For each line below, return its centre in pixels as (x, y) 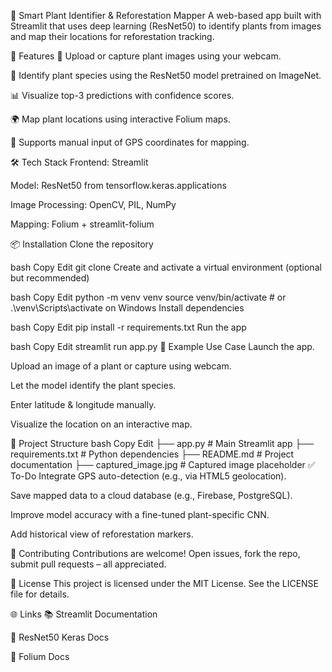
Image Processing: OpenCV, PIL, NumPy (93, 204)
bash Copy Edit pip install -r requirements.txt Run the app (128, 327)
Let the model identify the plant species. (93, 385)
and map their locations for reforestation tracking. (112, 36)
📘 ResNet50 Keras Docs (60, 637)
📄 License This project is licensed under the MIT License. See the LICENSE (165, 583)
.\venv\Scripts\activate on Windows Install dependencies (127, 308)
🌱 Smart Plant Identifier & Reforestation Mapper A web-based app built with (166, 15)
